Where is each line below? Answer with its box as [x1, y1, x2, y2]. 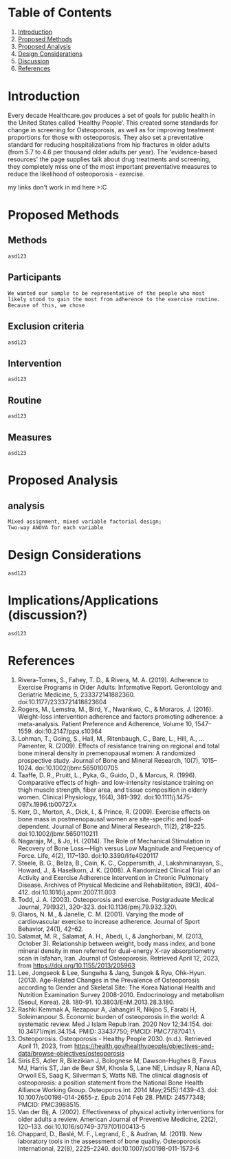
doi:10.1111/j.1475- [144, 792, 193, 801]
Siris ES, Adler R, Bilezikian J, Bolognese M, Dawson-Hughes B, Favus [17, 1056, 217, 1065]
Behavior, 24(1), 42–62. [17, 925, 85, 933]
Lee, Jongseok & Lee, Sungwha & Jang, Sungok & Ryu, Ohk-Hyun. [17, 968, 206, 976]
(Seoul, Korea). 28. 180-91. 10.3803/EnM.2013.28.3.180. [17, 998, 175, 1006]
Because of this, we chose [8, 302, 85, 309]
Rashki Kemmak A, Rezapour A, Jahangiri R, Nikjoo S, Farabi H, [17, 1005, 197, 1014]
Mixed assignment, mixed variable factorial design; [8, 518, 162, 525]
